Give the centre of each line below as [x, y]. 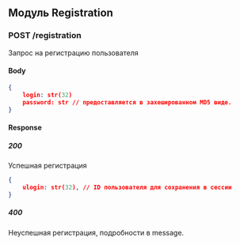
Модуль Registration [61, 13]
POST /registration [45, 36]
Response [25, 127]
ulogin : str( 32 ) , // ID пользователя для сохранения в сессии [127, 187]
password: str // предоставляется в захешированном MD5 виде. [127, 102]
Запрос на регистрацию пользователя [73, 53]
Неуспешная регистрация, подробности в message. [96, 232]
